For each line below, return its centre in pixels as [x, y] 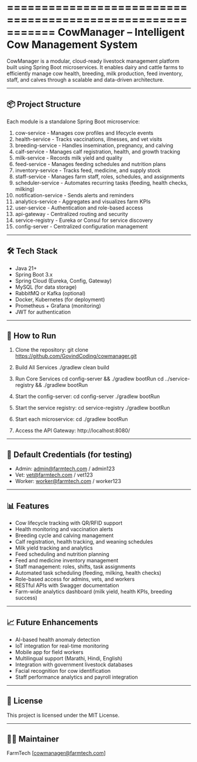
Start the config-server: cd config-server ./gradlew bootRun [87, 396]
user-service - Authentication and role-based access [79, 208]
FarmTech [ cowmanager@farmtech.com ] [56, 753]
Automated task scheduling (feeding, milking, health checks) [88, 573]
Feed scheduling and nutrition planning [62, 554]
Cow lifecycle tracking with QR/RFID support [69, 523]
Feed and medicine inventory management [67, 560]
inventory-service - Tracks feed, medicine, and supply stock [88, 170]
